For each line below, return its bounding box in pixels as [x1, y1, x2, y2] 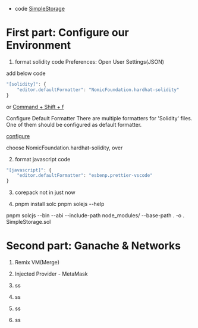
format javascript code [14, 155, 71, 163]
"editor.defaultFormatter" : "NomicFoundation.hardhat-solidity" [17, 86, 180, 93]
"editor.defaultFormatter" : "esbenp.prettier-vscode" [17, 173, 153, 179]
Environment [6, 39, 71, 52]
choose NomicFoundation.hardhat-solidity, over [6, 144, 123, 151]
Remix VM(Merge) [14, 259, 60, 266]
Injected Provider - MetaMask [14, 270, 88, 277]
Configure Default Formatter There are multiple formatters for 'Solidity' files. [6, 114, 193, 121]
